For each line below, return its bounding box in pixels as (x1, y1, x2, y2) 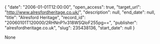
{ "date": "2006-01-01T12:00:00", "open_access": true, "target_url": (4, 4, 141, 10)
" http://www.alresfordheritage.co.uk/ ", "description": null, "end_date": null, (4, 9, 156, 15)
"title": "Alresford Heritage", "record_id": (4, 15, 86, 20)
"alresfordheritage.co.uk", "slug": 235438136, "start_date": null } (4, 25, 135, 31)
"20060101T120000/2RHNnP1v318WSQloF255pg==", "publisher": (4, 20, 138, 25)
